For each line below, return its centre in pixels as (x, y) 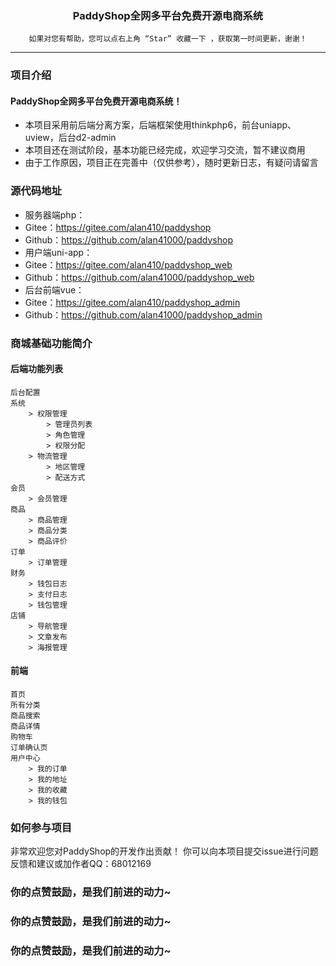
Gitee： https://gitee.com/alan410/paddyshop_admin (132, 302)
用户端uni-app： (58, 252)
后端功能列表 (36, 369)
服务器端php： (55, 214)
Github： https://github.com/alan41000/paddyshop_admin (143, 314)
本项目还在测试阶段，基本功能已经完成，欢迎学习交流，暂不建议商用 (165, 150)
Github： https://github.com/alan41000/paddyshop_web (139, 277)
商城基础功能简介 (51, 343)
